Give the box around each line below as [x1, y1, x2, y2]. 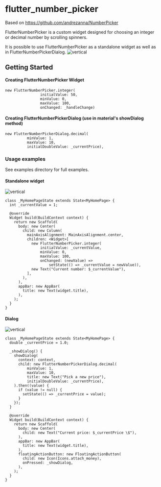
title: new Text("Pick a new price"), [26, 375, 106, 380]
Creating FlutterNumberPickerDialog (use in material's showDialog [5, 115, 144, 121]
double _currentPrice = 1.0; [9, 341, 69, 345]
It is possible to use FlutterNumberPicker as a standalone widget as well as [5, 44, 156, 49]
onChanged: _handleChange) [40, 105, 95, 110]
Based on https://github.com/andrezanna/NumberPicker [5, 20, 118, 25]
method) [5, 121, 23, 126]
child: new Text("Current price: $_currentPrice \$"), [23, 430, 137, 436]
